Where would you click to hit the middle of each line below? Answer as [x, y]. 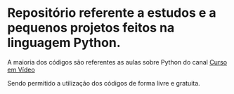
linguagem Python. [64, 43]
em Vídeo [21, 69]
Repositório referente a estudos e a [112, 13]
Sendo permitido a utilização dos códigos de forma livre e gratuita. [104, 83]
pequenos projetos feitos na [91, 28]
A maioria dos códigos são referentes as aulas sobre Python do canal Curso [117, 62]
